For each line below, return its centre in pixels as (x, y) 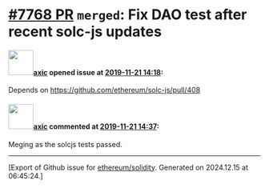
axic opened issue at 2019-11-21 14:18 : (98, 72)
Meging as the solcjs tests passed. (65, 144)
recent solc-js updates (85, 32)
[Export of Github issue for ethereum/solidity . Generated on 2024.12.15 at (128, 167)
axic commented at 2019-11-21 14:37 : (96, 126)
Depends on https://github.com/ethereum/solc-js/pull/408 (104, 90)
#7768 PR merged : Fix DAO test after (128, 15)
